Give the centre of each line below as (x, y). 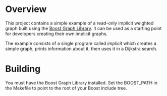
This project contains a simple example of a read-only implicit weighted (79, 23)
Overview (26, 9)
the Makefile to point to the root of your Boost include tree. (66, 88)
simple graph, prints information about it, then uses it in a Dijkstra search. (81, 48)
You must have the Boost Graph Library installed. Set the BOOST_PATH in (81, 82)
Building (23, 69)
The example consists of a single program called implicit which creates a (81, 43)
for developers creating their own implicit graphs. (57, 33)
